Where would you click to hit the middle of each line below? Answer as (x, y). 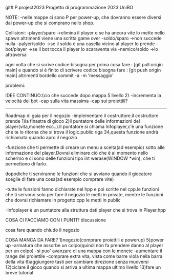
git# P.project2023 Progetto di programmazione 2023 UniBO (69, 7)
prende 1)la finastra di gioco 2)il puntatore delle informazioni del (73, 121)
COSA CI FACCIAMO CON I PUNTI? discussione (56, 220)
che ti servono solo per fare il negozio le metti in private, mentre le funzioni (84, 194)
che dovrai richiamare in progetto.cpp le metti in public (63, 200)
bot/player (16, 49)
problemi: (15, 85)
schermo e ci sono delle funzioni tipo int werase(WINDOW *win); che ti (80, 158)
